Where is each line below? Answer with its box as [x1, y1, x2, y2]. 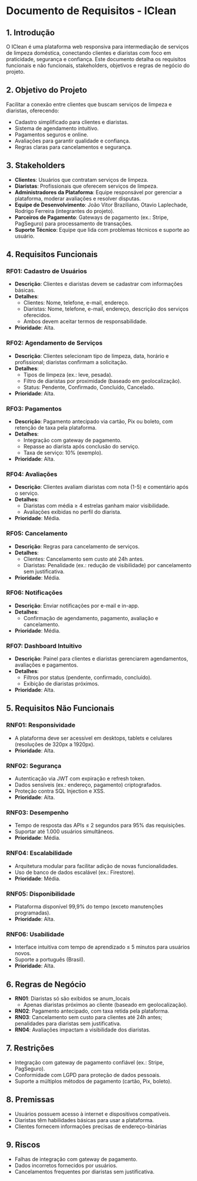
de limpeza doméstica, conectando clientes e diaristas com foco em [6, 49, 172, 56]
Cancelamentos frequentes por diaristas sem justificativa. [14, 1168, 155, 1175]
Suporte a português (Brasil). [14, 956, 85, 963]
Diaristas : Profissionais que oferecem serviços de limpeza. [14, 182, 158, 189]
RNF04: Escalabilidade [6, 849, 73, 857]
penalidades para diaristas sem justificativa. [14, 1020, 122, 1027]
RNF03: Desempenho [6, 809, 69, 816]
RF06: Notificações [6, 588, 63, 597]
